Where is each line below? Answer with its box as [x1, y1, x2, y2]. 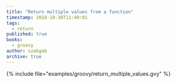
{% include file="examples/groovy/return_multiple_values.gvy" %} [6, 70, 171, 77]
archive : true [6, 54, 42, 60]
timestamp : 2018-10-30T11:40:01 [6, 14, 88, 20]
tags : [6, 20, 20, 26]
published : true [6, 31, 47, 37]
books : [6, 37, 23, 43]
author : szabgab [6, 48, 47, 54]
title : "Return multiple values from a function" [6, 8, 134, 15]
